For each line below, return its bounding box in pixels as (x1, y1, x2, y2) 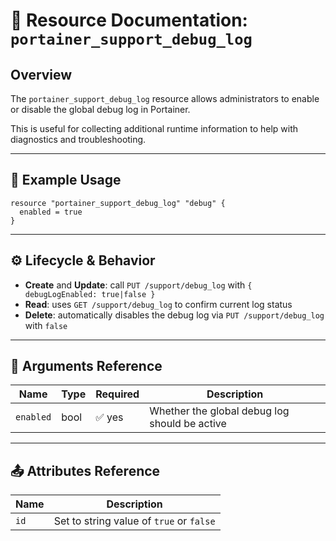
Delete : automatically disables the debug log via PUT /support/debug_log (24, 309, 325, 321)
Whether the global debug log (149, 404, 290, 418)
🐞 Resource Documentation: (10, 9, 248, 32)
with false (24, 319, 68, 331)
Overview (10, 66, 73, 83)
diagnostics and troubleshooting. (10, 134, 147, 145)
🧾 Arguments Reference (10, 358, 163, 375)
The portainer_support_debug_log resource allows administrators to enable (10, 93, 320, 104)
